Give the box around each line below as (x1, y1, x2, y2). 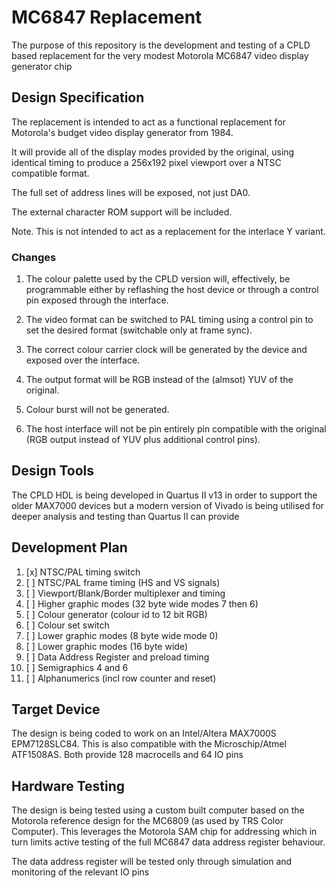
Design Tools (11, 462, 95, 480)
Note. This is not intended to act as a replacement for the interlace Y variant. (11, 225, 326, 237)
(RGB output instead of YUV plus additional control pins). (25, 434, 261, 446)
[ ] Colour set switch (25, 619, 110, 631)
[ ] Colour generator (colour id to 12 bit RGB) (25, 608, 208, 620)
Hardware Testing (11, 777, 126, 795)
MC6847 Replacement (11, 6, 203, 29)
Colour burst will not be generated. (25, 404, 170, 416)
